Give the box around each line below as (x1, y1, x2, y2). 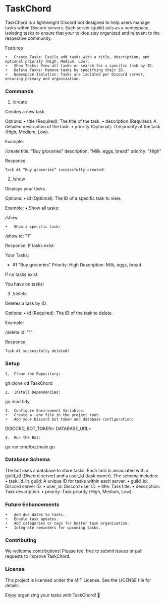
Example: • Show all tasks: (5, 205, 59, 211)
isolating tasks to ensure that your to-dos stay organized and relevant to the (5, 30, 160, 36)
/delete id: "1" (5, 329, 33, 336)
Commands (5, 87, 34, 94)
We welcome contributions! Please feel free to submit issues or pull (5, 548, 143, 554)
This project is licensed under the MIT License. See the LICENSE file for (5, 577, 152, 583)
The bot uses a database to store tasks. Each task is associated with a (5, 467, 149, 473)
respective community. (5, 35, 52, 41)
